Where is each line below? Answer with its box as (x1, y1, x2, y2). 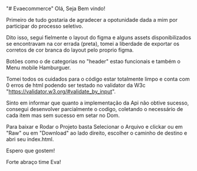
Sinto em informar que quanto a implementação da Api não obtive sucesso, (6, 99, 189, 106)
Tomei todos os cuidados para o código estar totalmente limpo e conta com (6, 76, 190, 82)
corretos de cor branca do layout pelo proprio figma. (6, 46, 134, 53)
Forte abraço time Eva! (6, 159, 61, 165)
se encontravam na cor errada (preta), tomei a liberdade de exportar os (6, 41, 180, 47)
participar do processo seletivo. (6, 23, 84, 29)
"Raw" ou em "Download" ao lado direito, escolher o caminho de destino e (6, 129, 188, 136)
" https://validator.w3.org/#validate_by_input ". (6, 88, 116, 95)
